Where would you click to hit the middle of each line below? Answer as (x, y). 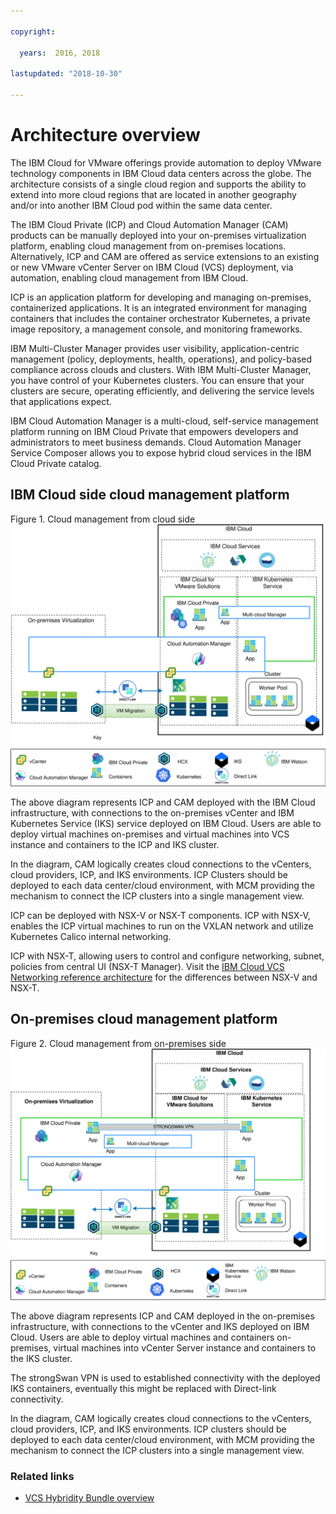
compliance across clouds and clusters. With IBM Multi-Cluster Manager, (161, 369)
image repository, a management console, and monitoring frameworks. (156, 329)
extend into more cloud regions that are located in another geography (153, 194)
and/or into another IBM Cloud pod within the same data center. (141, 205)
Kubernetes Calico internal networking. (91, 936)
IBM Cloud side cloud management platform (150, 495)
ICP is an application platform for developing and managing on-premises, (161, 297)
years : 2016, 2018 (60, 53)
